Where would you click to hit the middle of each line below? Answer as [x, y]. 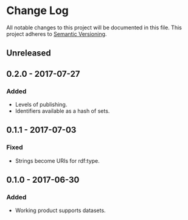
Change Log [37, 11]
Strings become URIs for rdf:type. [57, 161]
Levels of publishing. [41, 105]
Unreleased [29, 53]
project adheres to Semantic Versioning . [57, 34]
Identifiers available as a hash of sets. [62, 111]
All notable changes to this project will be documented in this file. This [94, 27]
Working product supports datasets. [60, 210]
